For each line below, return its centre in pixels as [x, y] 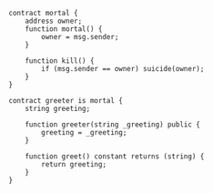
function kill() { [60, 61]
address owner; [54, 21]
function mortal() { [64, 29]
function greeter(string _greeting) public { [113, 125]
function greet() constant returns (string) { [115, 157]
